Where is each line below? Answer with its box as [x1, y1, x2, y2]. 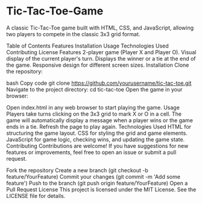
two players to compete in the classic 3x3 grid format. [6, 30, 140, 37]
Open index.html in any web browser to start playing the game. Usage [6, 104, 180, 111]
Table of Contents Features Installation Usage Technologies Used [6, 42, 169, 49]
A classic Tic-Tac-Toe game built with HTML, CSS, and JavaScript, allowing [6, 24, 194, 31]
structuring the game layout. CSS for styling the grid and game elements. [6, 129, 188, 137]
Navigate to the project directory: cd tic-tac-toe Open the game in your [6, 85, 183, 93]
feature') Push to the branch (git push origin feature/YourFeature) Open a [6, 179, 188, 187]
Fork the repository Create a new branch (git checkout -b [6, 167, 149, 174]
